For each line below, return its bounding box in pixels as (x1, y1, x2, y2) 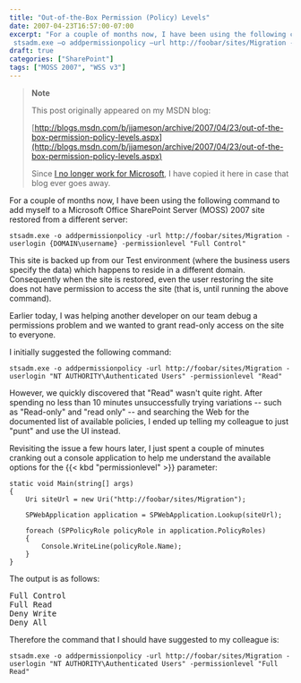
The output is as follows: (9, 573, 100, 584)
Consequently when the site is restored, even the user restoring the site (9, 274, 274, 285)
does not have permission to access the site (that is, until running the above (9, 283, 289, 294)
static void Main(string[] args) (9, 479, 134, 488)
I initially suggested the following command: (9, 346, 172, 357)
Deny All (9, 617, 47, 628)
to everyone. (9, 329, 56, 340)
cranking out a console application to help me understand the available (9, 452, 271, 463)
